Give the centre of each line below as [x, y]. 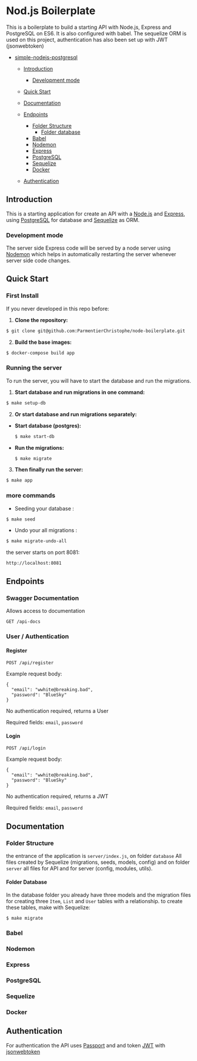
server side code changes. [39, 261]
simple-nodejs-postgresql [46, 57]
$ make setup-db [26, 403]
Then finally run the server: [49, 470]
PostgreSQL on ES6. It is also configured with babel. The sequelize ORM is [96, 33]
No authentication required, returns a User [57, 711]
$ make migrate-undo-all [36, 541]
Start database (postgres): [48, 426]
